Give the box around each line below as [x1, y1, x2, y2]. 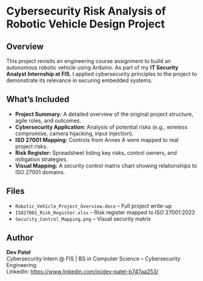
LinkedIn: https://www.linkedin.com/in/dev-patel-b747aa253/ [6, 268, 159, 276]
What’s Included [6, 94, 70, 104]
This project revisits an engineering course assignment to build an [6, 58, 171, 64]
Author [6, 232, 33, 243]
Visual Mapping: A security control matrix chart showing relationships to [15, 162, 198, 169]
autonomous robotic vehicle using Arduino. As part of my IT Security [6, 64, 179, 71]
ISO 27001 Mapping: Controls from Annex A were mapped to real [15, 136, 179, 143]
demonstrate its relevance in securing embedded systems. [6, 77, 153, 84]
